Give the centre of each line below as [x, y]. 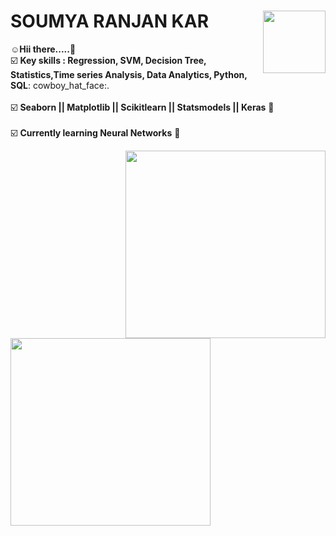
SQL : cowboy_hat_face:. [60, 85]
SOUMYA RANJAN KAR [110, 21]
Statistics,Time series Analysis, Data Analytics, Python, [129, 74]
